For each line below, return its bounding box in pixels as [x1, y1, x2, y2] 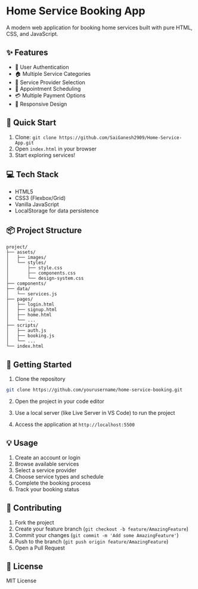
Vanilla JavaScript [14, 201, 60, 208]
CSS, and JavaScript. [6, 30, 58, 37]
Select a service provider [14, 467, 77, 474]
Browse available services [14, 460, 79, 467]
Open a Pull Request [14, 544, 66, 551]
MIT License [6, 577, 37, 584]
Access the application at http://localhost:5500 [14, 421, 135, 428]
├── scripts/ [6, 322, 39, 329]
